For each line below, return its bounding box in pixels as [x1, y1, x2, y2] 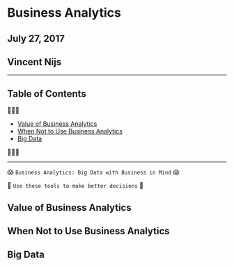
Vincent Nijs [7, 56, 62, 67]
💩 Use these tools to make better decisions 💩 [7, 181, 144, 190]
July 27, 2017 [7, 33, 65, 44]
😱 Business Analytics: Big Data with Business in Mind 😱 [7, 168, 180, 177]
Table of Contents [7, 88, 87, 99]
